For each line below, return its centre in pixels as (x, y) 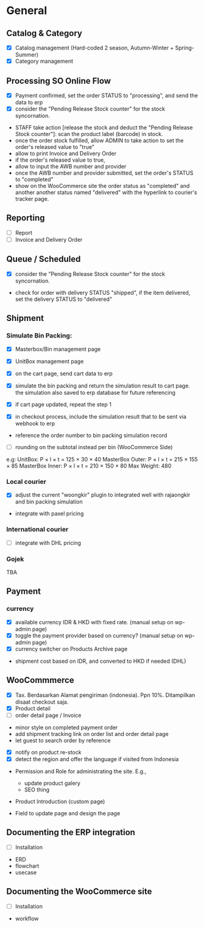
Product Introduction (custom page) (60, 802)
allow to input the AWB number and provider (71, 167)
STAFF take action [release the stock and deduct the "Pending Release (104, 128)
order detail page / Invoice (48, 715)
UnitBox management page (49, 361)
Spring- (185, 48)
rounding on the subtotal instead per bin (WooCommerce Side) (94, 447)
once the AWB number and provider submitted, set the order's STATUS (104, 173)
